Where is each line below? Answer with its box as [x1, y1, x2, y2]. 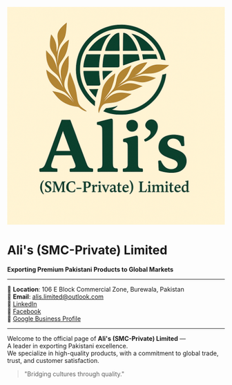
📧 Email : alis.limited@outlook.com [7, 292, 104, 301]
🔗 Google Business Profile [7, 314, 81, 323]
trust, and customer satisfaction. [7, 356, 99, 364]
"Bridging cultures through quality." [23, 370, 125, 378]
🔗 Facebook [7, 307, 41, 315]
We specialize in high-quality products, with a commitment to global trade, [7, 349, 219, 357]
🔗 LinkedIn [7, 299, 37, 308]
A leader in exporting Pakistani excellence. [7, 341, 128, 350]
